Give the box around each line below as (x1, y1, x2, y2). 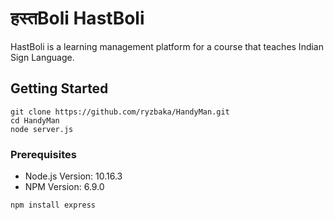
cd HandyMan (10, 115, 60, 126)
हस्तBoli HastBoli (10, 7, 145, 30)
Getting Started (10, 80, 109, 97)
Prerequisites (10, 147, 77, 161)
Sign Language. (10, 51, 75, 63)
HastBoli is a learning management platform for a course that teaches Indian (10, 40, 324, 52)
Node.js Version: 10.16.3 (24, 170, 123, 182)
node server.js (10, 124, 74, 134)
